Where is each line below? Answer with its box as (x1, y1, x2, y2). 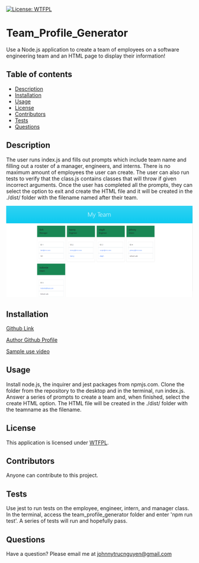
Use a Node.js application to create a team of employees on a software (6, 46, 179, 53)
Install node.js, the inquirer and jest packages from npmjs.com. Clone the (6, 380, 185, 388)
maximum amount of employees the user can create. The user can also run (6, 168, 190, 176)
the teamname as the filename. (6, 406, 82, 413)
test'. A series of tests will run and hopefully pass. (6, 517, 128, 524)
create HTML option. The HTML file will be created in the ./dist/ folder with (6, 399, 188, 406)
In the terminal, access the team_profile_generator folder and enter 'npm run (6, 511, 192, 519)
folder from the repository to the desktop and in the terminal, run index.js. (6, 387, 185, 394)
